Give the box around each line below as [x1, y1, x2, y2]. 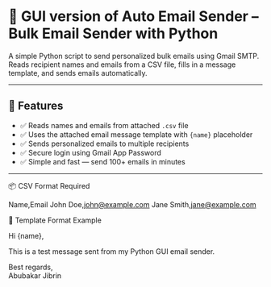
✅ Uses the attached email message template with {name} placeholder [19, 129, 253, 139]
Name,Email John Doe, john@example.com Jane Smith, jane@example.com [8, 199, 256, 209]
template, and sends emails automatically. [8, 68, 148, 77]
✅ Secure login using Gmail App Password [19, 148, 161, 157]
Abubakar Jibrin [8, 270, 62, 281]
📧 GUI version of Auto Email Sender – [8, 7, 260, 26]
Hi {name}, [8, 231, 44, 240]
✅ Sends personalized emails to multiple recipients [19, 139, 190, 148]
